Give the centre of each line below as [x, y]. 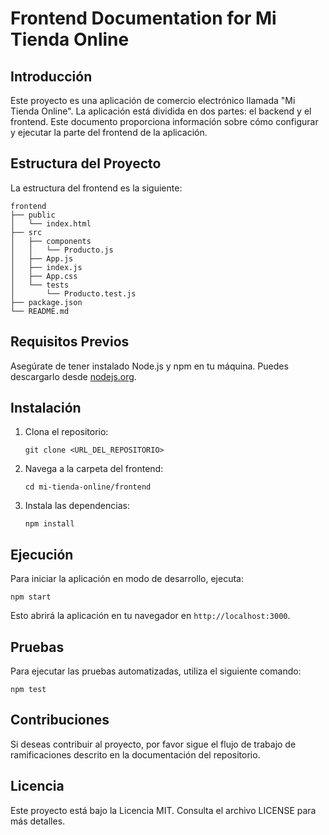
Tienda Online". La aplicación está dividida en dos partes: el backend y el [161, 111]
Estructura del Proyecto [86, 163]
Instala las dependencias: [77, 506]
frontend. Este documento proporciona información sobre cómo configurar [164, 121]
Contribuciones [60, 720]
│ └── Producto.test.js [73, 293]
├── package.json [46, 302]
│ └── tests [40, 285]
